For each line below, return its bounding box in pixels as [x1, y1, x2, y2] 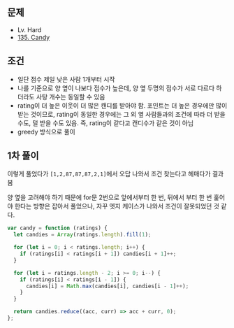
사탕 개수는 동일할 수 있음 [36, 92, 105, 101]
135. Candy [17, 33, 50, 41]
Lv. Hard [17, 25, 42, 34]
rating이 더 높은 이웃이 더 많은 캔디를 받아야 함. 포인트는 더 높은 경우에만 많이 [17, 101, 228, 110]
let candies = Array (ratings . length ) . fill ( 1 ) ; [13, 231, 152, 238]
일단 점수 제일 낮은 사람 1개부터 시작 [17, 75, 115, 83]
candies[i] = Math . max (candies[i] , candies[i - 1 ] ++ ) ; [25, 283, 189, 290]
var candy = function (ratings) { [7, 224, 108, 232]
